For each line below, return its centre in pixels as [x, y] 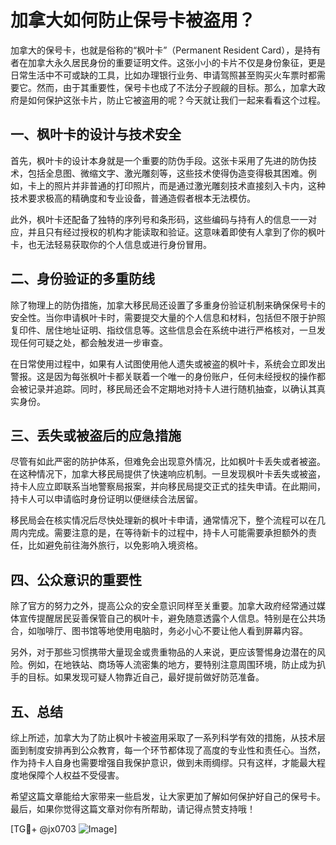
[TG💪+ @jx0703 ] [64, 829]
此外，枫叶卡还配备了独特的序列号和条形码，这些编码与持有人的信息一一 [159, 219]
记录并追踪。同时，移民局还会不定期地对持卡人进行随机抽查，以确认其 [172, 388]
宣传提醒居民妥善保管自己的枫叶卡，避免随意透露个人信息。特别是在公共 [167, 618]
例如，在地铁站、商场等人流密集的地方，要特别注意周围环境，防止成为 [172, 665]
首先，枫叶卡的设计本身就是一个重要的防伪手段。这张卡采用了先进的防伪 [159, 160]
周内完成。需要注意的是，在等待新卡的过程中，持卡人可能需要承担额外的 [159, 533]
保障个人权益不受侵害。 [76, 775]
